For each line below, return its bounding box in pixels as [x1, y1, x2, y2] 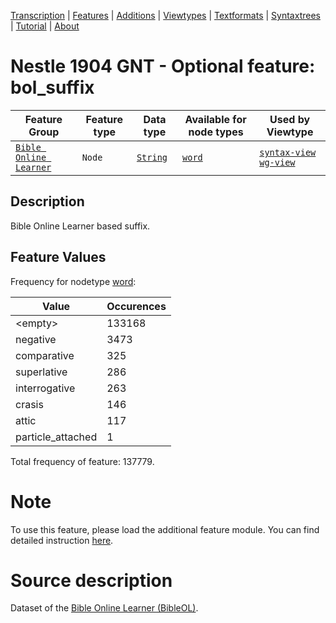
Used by [269, 112, 311, 126]
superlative [15, 365, 68, 379]
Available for [184, 112, 247, 126]
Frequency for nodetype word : [10, 275, 137, 287]
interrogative [15, 381, 76, 395]
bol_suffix [10, 76, 95, 99]
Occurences [106, 299, 167, 313]
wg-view [259, 156, 296, 168]
